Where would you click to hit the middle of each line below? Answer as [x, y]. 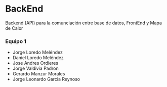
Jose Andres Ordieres [35, 63]
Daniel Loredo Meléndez [38, 58]
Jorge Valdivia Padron [36, 68]
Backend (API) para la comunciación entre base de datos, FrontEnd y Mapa [83, 23]
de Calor [14, 28]
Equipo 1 [16, 41]
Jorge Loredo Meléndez [38, 52]
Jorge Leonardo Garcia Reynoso [46, 79]
